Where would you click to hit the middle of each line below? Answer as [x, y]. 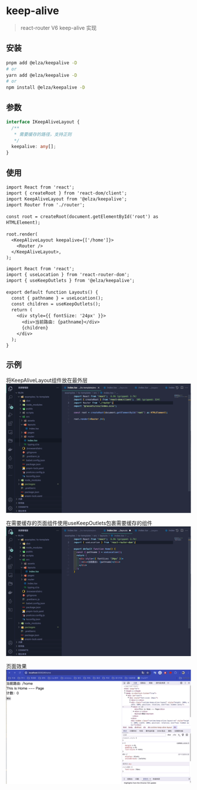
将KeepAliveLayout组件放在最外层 [47, 380]
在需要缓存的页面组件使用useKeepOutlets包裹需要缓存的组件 [79, 523]
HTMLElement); [23, 223]
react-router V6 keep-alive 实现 [58, 28]
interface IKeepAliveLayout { [43, 122]
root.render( [22, 234]
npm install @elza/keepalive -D [45, 88]
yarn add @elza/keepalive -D [42, 75]
